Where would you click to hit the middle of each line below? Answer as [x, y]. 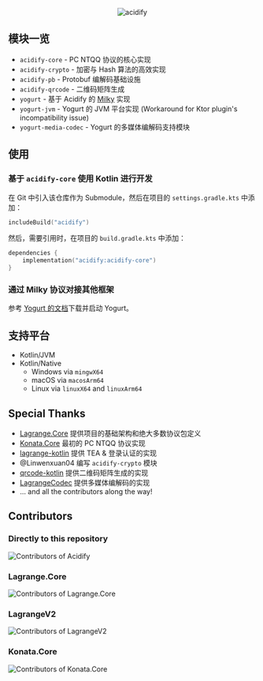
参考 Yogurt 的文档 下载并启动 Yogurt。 [71, 309]
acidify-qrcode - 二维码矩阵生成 [72, 89]
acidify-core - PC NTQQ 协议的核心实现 [85, 59]
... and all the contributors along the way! [86, 491]
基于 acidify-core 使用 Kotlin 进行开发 [81, 179]
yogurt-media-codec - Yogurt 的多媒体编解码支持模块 [105, 127]
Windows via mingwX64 [67, 372]
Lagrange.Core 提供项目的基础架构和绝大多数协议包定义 [110, 433]
